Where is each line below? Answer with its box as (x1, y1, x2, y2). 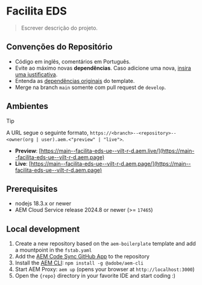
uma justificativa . (14, 71, 58, 78)
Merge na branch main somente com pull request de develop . (14, 84, 166, 91)
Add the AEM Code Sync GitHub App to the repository (14, 253, 150, 260)
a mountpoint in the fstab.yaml (14, 246, 92, 254)
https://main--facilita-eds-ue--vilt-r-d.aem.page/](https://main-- (31, 160, 191, 167)
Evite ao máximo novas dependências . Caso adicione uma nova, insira (14, 64, 191, 71)
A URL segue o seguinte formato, (6, 129, 89, 136)
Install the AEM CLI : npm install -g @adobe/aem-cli (14, 259, 144, 267)
